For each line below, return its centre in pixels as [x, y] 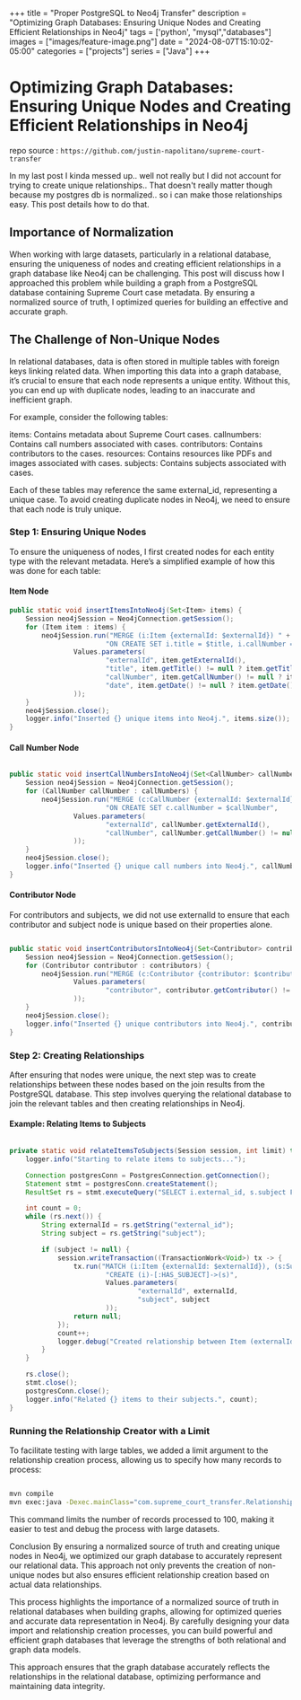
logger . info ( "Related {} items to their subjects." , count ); [142, 1399]
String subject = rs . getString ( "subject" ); [124, 1234]
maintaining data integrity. [57, 1686]
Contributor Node [43, 895]
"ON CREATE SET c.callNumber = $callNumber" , [192, 807]
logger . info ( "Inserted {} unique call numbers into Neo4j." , [142, 867]
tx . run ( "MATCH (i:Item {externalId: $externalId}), [172, 1266]
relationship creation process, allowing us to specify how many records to [146, 1459]
